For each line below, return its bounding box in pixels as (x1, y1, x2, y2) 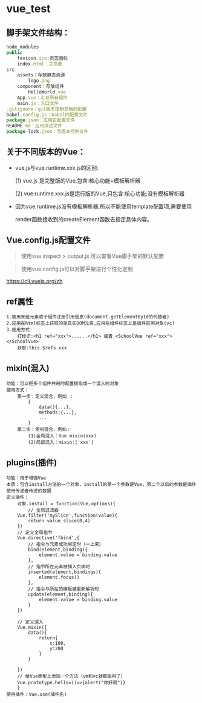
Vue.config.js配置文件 (6, 235, 91, 246)
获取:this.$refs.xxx (17, 345, 67, 351)
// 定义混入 (17, 619, 44, 625)
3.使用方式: (6, 327, 33, 333)
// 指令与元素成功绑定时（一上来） (28, 542, 104, 548)
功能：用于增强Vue (6, 475, 47, 481)
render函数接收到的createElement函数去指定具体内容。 (15, 215, 153, 223)
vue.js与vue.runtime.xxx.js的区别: (15, 164, 99, 171)
